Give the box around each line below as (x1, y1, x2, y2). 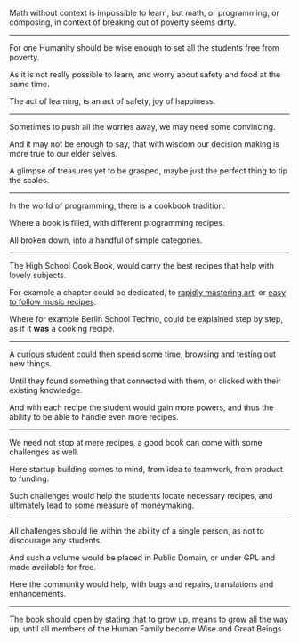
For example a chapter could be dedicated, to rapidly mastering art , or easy (9, 287, 287, 297)
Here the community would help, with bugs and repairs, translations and (9, 579, 274, 590)
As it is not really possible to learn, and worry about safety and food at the (9, 69, 281, 79)
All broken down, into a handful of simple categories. (9, 235, 203, 245)
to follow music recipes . (9, 297, 97, 307)
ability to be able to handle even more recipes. (9, 412, 180, 422)
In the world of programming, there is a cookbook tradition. (9, 200, 226, 211)
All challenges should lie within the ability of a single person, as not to (9, 526, 265, 536)
